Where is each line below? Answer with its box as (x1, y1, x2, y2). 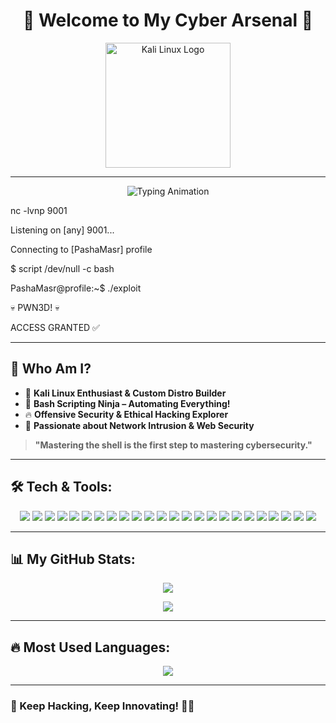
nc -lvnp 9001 (10, 204, 68, 216)
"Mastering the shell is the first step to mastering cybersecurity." (34, 439, 313, 451)
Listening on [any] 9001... (10, 224, 115, 236)
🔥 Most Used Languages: (10, 639, 171, 656)
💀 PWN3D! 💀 (10, 301, 60, 313)
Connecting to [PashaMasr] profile (10, 243, 153, 255)
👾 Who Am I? (10, 360, 92, 378)
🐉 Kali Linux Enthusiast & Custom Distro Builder (24, 387, 227, 399)
